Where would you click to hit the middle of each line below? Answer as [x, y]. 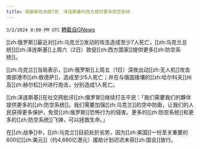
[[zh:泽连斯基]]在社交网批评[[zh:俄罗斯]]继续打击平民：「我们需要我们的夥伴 [99, 97]
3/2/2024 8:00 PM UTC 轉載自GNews [51, 29]
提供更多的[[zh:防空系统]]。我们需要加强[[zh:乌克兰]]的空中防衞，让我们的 [97, 104]
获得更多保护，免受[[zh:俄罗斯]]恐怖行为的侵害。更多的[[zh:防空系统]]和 [100, 112]
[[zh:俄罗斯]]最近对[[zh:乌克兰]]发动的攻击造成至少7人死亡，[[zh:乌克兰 [94, 42]
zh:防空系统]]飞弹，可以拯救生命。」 [64, 119]
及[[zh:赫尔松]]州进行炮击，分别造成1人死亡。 [62, 85]
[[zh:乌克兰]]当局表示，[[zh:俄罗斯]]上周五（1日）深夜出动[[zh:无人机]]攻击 [98, 70]
